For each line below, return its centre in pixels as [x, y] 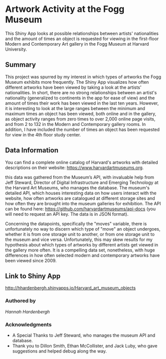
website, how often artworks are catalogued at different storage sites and [80, 198]
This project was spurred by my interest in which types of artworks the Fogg [83, 77]
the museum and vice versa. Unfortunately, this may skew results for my [79, 239]
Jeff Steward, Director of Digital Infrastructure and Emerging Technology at [82, 182]
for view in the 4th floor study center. [43, 134]
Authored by [21, 301]
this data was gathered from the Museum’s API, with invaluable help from [80, 177]
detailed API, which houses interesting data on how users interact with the [81, 193]
